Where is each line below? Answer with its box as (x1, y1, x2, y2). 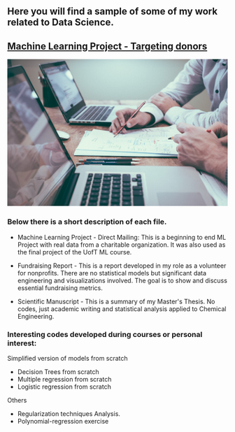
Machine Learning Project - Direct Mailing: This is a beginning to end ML (17, 233, 227, 241)
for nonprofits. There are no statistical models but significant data (17, 268, 207, 277)
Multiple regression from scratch (17, 375, 112, 383)
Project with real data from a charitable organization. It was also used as (17, 240, 226, 249)
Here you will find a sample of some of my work (7, 6, 218, 17)
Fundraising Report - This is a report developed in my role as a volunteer (17, 261, 227, 270)
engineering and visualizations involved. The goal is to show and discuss (17, 276, 227, 285)
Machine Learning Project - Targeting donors (7, 40, 208, 52)
